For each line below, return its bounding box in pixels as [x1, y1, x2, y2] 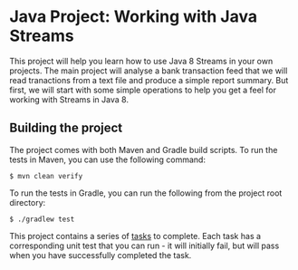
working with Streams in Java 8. [9, 93, 130, 105]
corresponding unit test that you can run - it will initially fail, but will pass [9, 240, 280, 251]
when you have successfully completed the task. [9, 249, 192, 260]
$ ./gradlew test [9, 215, 75, 224]
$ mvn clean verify [9, 171, 83, 180]
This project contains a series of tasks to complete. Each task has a [9, 230, 261, 241]
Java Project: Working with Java [9, 6, 258, 27]
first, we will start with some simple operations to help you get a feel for [9, 84, 276, 95]
